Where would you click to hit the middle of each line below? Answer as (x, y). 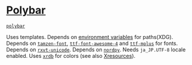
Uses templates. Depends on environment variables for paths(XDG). (90, 37)
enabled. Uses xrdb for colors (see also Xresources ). (71, 56)
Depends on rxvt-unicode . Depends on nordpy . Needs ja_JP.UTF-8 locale (96, 49)
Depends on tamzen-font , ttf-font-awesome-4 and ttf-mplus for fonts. (92, 43)
